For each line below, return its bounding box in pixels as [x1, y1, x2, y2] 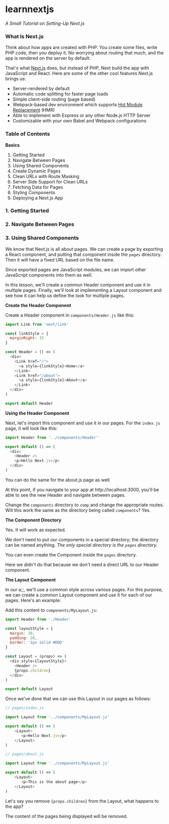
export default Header [5, 401, 53, 406]
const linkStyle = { [5, 331, 49, 336]
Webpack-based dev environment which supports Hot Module [12, 102, 143, 108]
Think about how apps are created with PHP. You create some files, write [5, 45, 158, 51]
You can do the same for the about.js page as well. [5, 476, 111, 483]
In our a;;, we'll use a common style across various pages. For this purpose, [5, 586, 163, 592]
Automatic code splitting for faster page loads [12, 91, 109, 97]
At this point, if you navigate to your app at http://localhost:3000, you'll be [5, 487, 159, 493]
